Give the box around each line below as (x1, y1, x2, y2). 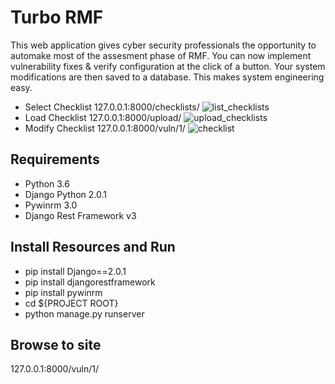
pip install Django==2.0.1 (24, 265, 127, 277)
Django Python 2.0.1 (24, 188, 108, 200)
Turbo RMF (10, 6, 104, 29)
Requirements (10, 151, 100, 168)
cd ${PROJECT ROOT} (24, 297, 119, 309)
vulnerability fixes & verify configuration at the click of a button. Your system (10, 60, 326, 72)
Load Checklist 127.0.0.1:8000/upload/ (24, 111, 182, 123)
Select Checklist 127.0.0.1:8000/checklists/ (24, 101, 200, 113)
